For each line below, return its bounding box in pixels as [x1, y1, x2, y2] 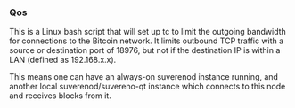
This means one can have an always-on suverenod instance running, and [9, 72, 279, 82]
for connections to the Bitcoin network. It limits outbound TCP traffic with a [9, 35, 284, 46]
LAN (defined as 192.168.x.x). [9, 55, 117, 66]
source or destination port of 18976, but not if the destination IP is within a [9, 45, 281, 56]
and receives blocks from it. [9, 90, 111, 101]
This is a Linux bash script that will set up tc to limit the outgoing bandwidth [9, 27, 287, 37]
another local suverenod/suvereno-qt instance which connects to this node [9, 81, 286, 92]
